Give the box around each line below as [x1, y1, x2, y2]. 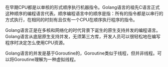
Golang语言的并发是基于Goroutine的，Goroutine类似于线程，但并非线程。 [5, 50, 157, 56]
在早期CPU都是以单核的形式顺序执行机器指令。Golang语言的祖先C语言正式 [5, 4, 160, 10]
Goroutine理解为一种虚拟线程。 [14, 57, 79, 62]
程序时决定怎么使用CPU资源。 [5, 40, 68, 46]
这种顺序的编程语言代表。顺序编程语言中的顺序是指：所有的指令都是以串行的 [5, 10, 163, 16]
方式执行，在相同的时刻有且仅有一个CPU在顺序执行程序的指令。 [5, 17, 138, 22]
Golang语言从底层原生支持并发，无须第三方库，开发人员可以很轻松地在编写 [5, 34, 160, 39]
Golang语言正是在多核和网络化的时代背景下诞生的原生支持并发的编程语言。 [5, 27, 160, 33]
